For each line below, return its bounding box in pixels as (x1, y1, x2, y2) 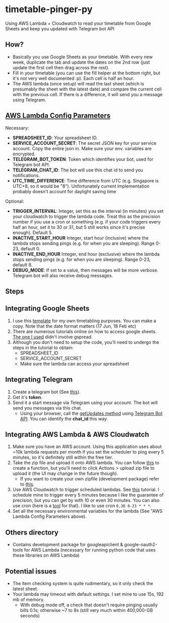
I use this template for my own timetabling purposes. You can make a (12, 318, 156, 324)
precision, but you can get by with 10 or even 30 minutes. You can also (12, 497, 160, 504)
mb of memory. (12, 597, 44, 603)
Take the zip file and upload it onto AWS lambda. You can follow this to (12, 460, 160, 466)
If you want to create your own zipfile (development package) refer (20, 476, 160, 482)
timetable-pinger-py (5, 4, 93, 15)
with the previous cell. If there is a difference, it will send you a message (12, 91, 163, 97)
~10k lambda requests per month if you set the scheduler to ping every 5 (12, 449, 164, 455)
